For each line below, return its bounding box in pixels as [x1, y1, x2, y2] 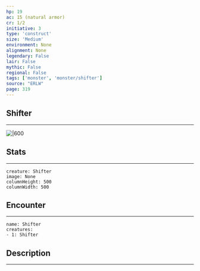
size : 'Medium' [6, 36, 44, 42]
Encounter [6, 200, 46, 210]
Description [6, 248, 51, 258]
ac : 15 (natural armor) [6, 14, 65, 20]
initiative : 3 [6, 25, 42, 32]
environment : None [6, 42, 52, 48]
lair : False [6, 58, 36, 64]
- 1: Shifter [6, 232, 39, 238]
